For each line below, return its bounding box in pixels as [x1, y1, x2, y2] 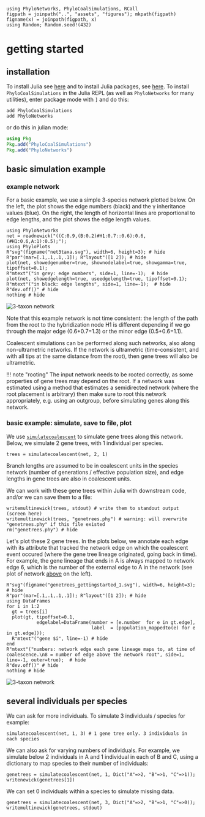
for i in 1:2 [6, 603, 40, 609]
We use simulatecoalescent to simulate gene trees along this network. [6, 433, 184, 440]
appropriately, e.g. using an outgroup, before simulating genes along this [6, 397, 190, 405]
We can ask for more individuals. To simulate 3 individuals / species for [6, 712, 185, 720]
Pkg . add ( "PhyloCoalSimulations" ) [6, 141, 92, 147]
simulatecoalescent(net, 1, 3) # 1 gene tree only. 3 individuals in [6, 731, 188, 737]
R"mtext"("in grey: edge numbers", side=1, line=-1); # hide [6, 270, 168, 277]
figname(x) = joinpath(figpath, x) [6, 17, 97, 23]
